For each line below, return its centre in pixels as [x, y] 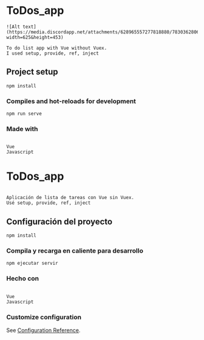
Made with [22, 129]
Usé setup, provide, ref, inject [49, 203]
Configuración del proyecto [59, 221]
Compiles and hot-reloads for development [71, 101]
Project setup [32, 72]
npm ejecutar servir [32, 263]
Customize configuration [44, 317]
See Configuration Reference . [43, 330]
